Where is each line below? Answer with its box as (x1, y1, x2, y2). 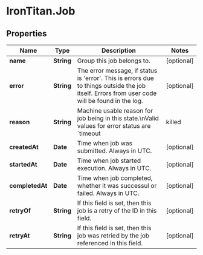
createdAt (9, 143, 39, 151)
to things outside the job (77, 82, 146, 90)
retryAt (9, 231, 30, 240)
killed (166, 118, 181, 126)
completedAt (9, 182, 48, 190)
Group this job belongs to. (77, 56, 151, 65)
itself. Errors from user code (77, 89, 157, 98)
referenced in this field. (77, 239, 143, 247)
